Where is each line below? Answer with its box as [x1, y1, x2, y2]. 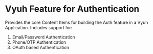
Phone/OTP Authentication [12, 39, 66, 45]
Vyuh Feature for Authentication [5, 3, 140, 15]
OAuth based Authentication [12, 44, 69, 50]
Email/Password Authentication [12, 34, 75, 40]
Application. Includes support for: [5, 24, 72, 30]
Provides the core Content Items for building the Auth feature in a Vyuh [5, 19, 148, 25]
